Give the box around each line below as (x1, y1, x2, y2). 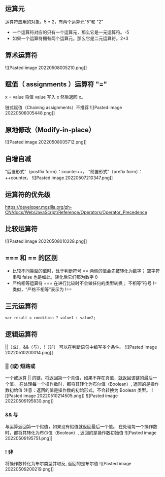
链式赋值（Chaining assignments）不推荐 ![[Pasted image (5, 105, 122, 110)
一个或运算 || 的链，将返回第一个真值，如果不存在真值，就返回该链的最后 (5, 375, 153, 381)
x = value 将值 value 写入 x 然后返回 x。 (5, 94, 86, 100)
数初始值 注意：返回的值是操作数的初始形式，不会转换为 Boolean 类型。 (5, 387, 151, 393)
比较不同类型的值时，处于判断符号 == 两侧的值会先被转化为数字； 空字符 (12, 268, 160, 274)
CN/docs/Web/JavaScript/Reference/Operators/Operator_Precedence (5, 209, 148, 215)
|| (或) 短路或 (5, 363, 35, 370)
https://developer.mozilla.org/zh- (5, 204, 72, 210)
